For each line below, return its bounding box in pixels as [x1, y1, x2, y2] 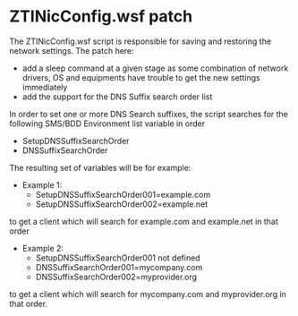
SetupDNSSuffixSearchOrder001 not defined [35, 252, 200, 263]
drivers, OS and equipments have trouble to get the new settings [21, 72, 261, 82]
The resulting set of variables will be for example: [9, 162, 192, 173]
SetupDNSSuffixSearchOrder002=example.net [35, 199, 209, 209]
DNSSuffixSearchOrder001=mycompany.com [35, 261, 203, 272]
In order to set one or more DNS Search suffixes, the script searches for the [9, 108, 289, 119]
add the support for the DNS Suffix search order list [21, 91, 213, 102]
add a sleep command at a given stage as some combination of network [21, 63, 289, 73]
